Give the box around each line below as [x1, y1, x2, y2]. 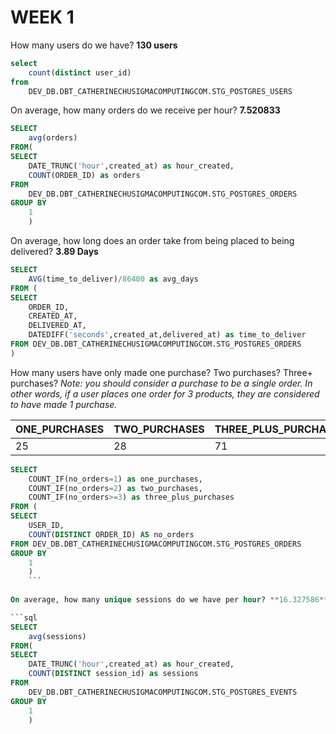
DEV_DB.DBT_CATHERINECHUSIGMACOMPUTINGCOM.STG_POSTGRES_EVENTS [28, 687, 298, 697]
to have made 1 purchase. [10, 398, 118, 410]
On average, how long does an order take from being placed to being [10, 235, 295, 247]
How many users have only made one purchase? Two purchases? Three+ [10, 366, 313, 378]
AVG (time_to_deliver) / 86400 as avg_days [28, 274, 199, 284]
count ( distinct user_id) [28, 67, 132, 78]
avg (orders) [28, 133, 78, 143]
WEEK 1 [10, 6, 75, 29]
